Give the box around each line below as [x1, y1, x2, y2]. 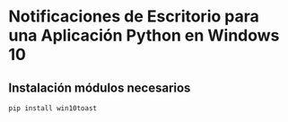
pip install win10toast [8, 104, 98, 113]
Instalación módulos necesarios [8, 80, 191, 95]
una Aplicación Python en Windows [8, 25, 280, 46]
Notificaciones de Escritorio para [8, 6, 259, 27]
